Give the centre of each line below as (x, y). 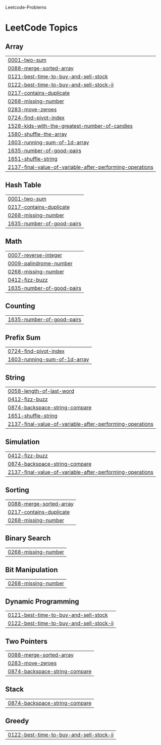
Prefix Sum (23, 337)
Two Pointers (26, 641)
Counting (20, 306)
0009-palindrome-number (40, 263)
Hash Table (23, 185)
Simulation (22, 442)
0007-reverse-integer (35, 255)
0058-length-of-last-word (41, 391)
